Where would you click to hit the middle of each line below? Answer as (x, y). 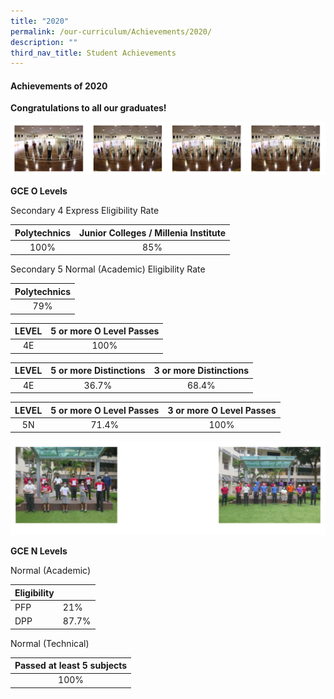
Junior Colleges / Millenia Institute (153, 232)
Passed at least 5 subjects (71, 666)
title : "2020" (40, 21)
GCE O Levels (39, 191)
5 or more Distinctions (98, 371)
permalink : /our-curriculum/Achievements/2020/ (111, 31)
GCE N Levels (39, 551)
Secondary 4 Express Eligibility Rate (85, 211)
